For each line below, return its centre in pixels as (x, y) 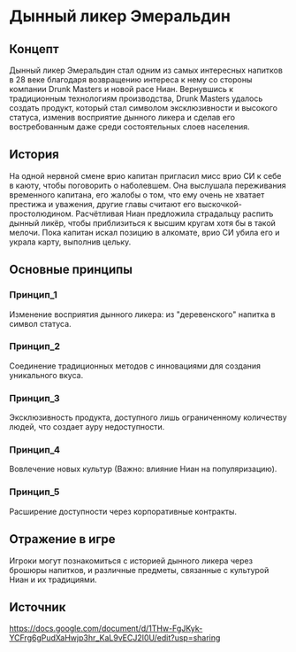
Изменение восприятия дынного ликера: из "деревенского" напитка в (142, 314)
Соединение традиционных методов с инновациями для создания (135, 366)
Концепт (34, 49)
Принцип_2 (34, 346)
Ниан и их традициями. (53, 579)
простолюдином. (42, 213)
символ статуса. (41, 323)
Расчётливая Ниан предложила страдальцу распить (174, 213)
